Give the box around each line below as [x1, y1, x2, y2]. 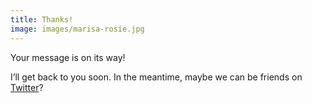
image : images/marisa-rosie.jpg [10, 24, 145, 34]
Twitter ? [10, 81, 44, 93]
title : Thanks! [10, 14, 74, 25]
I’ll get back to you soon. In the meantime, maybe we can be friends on [10, 71, 303, 83]
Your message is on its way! [10, 51, 126, 63]
